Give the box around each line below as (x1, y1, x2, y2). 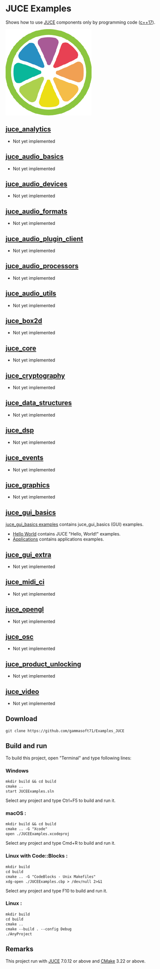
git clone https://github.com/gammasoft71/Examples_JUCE (5, 728, 125, 733)
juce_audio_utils (5, 289, 56, 298)
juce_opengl (5, 605, 44, 614)
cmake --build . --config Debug (5, 927, 72, 932)
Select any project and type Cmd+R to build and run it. (5, 840, 116, 846)
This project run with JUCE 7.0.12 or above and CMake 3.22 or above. (5, 958, 146, 964)
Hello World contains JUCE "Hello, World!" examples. (12, 531, 121, 537)
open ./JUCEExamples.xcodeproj (5, 831, 70, 836)
